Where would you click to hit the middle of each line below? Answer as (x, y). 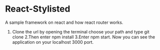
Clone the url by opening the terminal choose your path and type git (81, 32)
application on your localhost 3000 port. (53, 42)
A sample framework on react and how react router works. (64, 22)
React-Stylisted (38, 9)
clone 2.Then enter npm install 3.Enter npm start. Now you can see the (84, 37)
